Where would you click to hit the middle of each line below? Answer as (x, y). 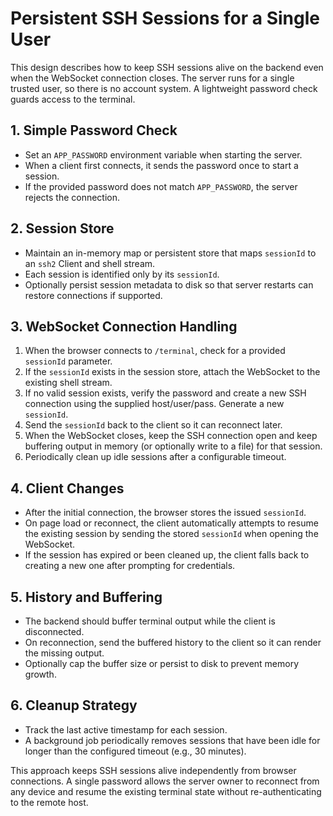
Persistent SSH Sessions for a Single (165, 18)
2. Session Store (62, 228)
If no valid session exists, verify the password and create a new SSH (165, 393)
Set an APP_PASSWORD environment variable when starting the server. (163, 154)
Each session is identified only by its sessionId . (122, 274)
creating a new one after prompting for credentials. (130, 566)
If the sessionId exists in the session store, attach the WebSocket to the (172, 372)
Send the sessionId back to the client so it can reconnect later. (153, 425)
